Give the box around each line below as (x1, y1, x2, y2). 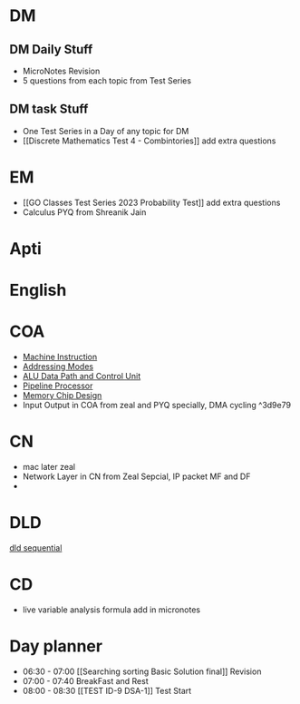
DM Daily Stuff (9, 42, 93, 57)
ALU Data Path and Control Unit (22, 371, 141, 382)
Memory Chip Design (22, 390, 102, 401)
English (9, 280, 67, 300)
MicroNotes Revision (22, 65, 101, 76)
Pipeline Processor (22, 380, 93, 391)
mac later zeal (22, 462, 75, 472)
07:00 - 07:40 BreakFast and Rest (22, 675, 149, 686)
